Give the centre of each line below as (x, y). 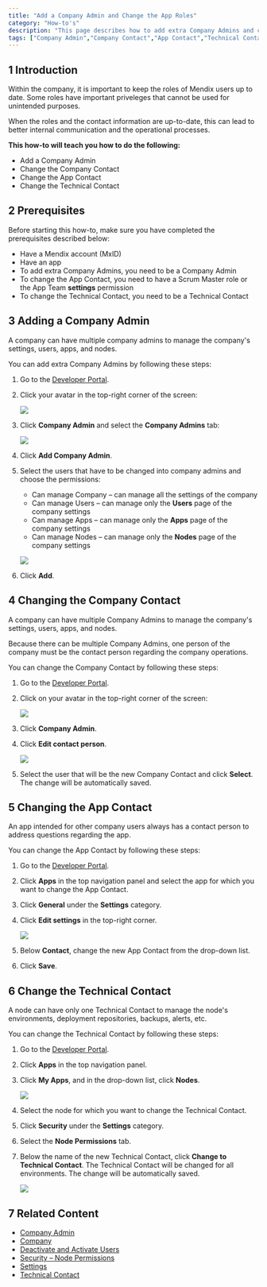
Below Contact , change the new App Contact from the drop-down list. (135, 951)
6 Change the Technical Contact (90, 991)
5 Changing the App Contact (80, 807)
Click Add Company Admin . (66, 455)
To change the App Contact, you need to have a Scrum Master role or (133, 279)
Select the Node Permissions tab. (75, 1142)
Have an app (41, 262)
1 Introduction (43, 70)
